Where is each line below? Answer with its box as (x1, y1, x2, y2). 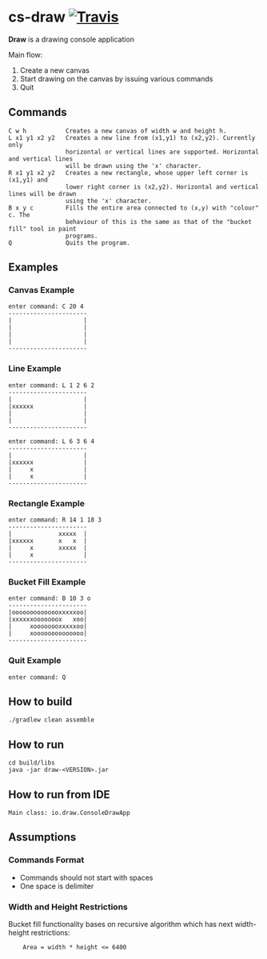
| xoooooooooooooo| (8, 629, 88, 637)
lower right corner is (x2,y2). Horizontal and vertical (65, 182, 260, 191)
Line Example (8, 363, 62, 374)
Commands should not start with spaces (19, 873, 153, 882)
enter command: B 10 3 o (8, 594, 91, 603)
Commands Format (8, 854, 85, 865)
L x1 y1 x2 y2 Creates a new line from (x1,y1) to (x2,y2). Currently (8, 134, 256, 142)
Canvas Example (8, 285, 75, 296)
